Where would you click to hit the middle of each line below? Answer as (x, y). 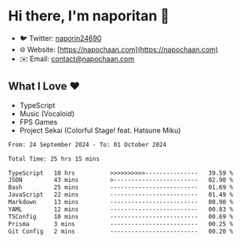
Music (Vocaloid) (47, 114)
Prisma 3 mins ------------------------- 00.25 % (121, 224)
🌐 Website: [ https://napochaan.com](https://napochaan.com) (119, 49)
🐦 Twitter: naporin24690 (60, 38)
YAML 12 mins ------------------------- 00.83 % (121, 209)
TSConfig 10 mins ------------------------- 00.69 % (121, 216)
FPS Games (38, 121)
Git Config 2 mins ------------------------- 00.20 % (121, 231)
